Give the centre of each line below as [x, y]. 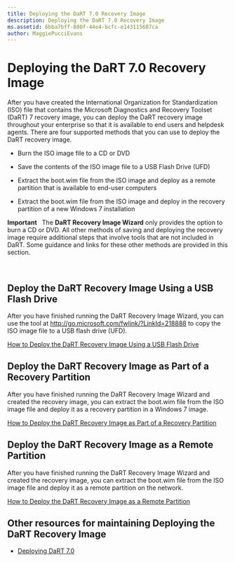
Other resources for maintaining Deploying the [111, 523]
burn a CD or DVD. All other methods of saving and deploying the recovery [115, 230]
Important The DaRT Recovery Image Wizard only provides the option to [115, 222]
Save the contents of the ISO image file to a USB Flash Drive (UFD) [114, 167]
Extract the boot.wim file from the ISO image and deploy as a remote [116, 180]
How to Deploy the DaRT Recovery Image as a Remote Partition [99, 501]
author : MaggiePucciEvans [45, 33]
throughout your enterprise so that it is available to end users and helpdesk [116, 125]
